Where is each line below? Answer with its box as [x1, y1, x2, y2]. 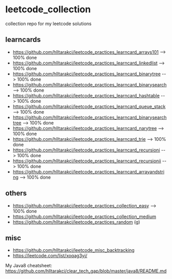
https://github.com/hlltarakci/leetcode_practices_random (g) [12, 219, 140, 225]
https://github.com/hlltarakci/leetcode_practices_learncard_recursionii [12, 158, 161, 164]
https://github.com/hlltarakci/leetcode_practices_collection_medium [12, 213, 156, 220]
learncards [5, 35, 41, 44]
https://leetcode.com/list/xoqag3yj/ [12, 252, 88, 259]
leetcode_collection [5, 4, 91, 15]
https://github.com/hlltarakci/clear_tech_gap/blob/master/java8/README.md [5, 268, 167, 274]
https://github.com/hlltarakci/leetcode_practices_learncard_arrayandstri [12, 168, 165, 175]
